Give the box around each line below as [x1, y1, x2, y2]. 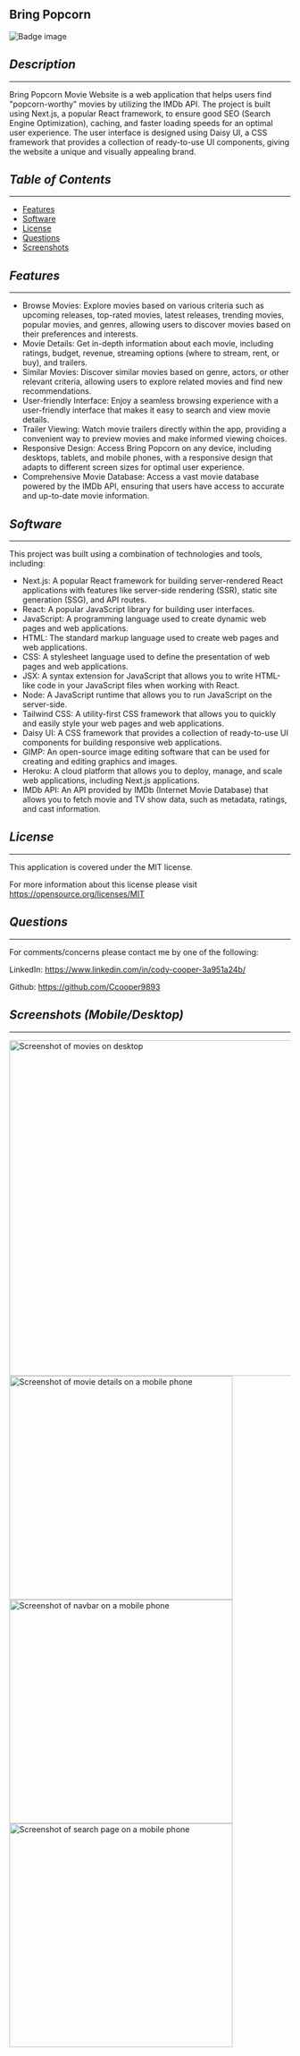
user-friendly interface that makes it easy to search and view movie [21, 405, 271, 415]
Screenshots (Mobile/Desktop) [9, 1007, 185, 1023]
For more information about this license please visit [9, 879, 198, 890]
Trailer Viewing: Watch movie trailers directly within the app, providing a [21, 424, 287, 435]
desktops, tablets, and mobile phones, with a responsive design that [21, 452, 273, 464]
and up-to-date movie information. [21, 491, 150, 501]
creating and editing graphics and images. [21, 756, 178, 767]
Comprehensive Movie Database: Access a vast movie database [21, 472, 260, 482]
